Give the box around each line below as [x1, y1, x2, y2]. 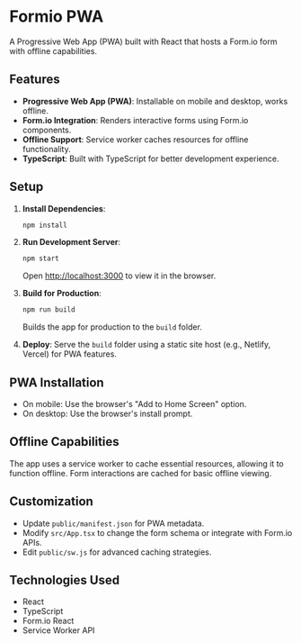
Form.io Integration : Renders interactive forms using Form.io [22, 114, 249, 125]
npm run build [22, 305, 75, 314]
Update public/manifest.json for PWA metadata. [22, 518, 205, 529]
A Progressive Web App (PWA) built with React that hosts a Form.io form [9, 36, 278, 47]
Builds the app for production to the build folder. [22, 321, 202, 332]
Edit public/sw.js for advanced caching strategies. [22, 547, 212, 557]
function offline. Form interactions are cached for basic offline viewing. [9, 467, 272, 478]
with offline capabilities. [9, 45, 97, 56]
